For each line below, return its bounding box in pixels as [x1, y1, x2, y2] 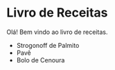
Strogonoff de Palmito [16, 41, 80, 49]
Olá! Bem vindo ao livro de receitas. [6, 28, 108, 36]
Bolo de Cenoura [16, 55, 65, 64]
